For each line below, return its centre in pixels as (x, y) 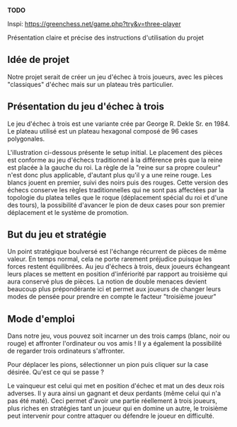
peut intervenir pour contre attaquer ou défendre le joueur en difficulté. (111, 416)
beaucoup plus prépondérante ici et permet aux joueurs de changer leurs (114, 289)
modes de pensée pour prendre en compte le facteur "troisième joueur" (112, 297)
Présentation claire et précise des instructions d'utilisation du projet (105, 37)
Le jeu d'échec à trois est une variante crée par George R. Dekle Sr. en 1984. (118, 124)
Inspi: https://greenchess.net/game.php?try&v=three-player (94, 24)
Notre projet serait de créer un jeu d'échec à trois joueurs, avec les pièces (115, 76)
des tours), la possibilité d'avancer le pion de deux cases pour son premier (116, 205)
